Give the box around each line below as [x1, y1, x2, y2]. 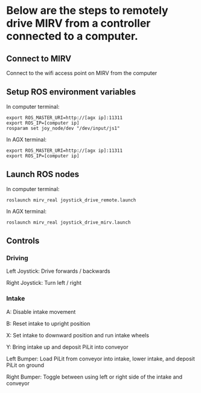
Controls [6, 236, 40, 246]
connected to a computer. [6, 30, 139, 43]
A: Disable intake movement [6, 308, 76, 315]
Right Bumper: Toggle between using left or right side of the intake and [6, 373, 183, 380]
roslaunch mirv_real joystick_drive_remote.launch [6, 197, 136, 203]
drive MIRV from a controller [6, 16, 151, 30]
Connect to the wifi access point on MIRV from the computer [6, 70, 158, 76]
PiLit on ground [6, 361, 44, 369]
